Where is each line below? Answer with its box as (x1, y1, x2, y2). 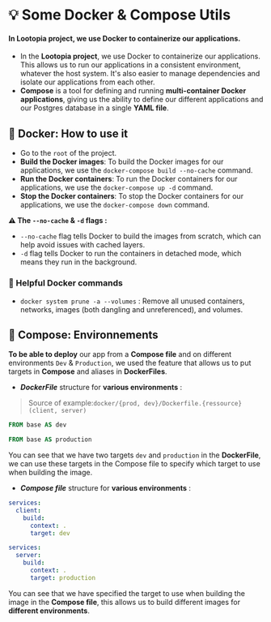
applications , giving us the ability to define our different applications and (19, 95, 264, 105)
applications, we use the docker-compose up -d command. (19, 182, 214, 192)
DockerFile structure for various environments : (19, 383, 183, 393)
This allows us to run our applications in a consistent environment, (19, 60, 241, 70)
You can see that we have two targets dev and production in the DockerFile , (8, 450, 261, 460)
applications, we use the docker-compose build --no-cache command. (19, 165, 253, 175)
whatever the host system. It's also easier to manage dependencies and (19, 69, 260, 79)
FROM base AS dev (8, 421, 67, 429)
